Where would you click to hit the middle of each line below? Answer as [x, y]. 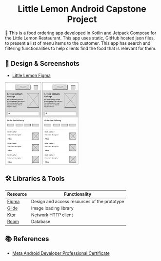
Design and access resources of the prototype [78, 201]
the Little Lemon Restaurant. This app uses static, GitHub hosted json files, [80, 38]
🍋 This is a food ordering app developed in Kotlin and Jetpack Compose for [81, 33]
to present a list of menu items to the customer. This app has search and [78, 43]
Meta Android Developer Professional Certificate [61, 253]
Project [82, 19]
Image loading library [52, 208]
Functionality [78, 194]
